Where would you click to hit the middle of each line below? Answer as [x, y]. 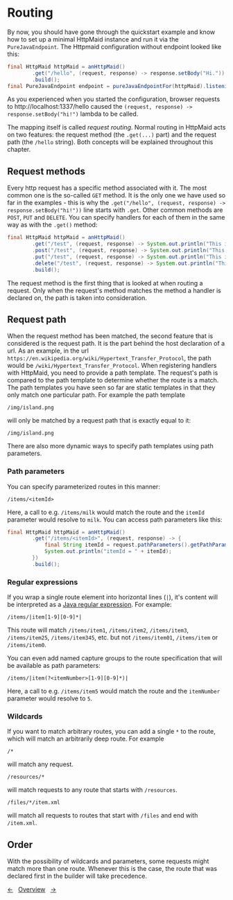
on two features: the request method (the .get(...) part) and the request [112, 135]
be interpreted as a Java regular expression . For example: [89, 605]
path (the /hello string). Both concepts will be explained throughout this [110, 142]
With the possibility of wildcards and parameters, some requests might [108, 861]
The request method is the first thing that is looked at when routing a [105, 283]
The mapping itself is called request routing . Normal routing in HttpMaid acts [116, 127]
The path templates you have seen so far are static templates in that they [111, 388]
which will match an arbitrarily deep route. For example [86, 739]
